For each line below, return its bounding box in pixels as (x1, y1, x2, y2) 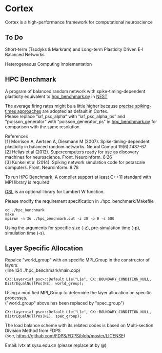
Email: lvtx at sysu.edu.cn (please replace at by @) (5, 342, 107, 348)
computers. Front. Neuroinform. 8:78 (5, 165, 79, 170)
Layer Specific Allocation (5, 244, 83, 252)
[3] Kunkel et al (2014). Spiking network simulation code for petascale (5, 159, 145, 165)
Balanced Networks (5, 51, 45, 57)
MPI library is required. (5, 179, 51, 185)
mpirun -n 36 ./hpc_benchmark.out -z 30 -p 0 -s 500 (5, 216, 115, 221)
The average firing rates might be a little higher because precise (5, 103, 134, 109)
